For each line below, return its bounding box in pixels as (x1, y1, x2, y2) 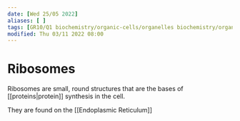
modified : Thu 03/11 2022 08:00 (7, 30, 104, 38)
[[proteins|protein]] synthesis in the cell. (7, 92, 126, 100)
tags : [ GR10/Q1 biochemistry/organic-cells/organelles (7, 23, 174, 31)
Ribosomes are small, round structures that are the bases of (7, 85, 184, 93)
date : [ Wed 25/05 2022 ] (7, 10, 79, 18)
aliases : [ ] (7, 17, 46, 24)
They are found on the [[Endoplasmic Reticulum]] (7, 106, 152, 115)
